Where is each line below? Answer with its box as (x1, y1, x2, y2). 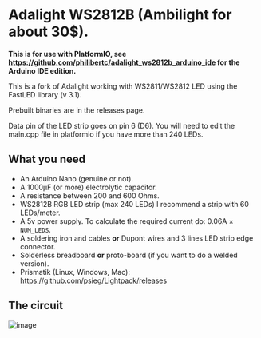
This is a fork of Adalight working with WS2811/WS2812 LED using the (8, 82, 238, 91)
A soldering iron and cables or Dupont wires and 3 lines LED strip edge (19, 233, 254, 243)
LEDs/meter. (19, 208, 61, 217)
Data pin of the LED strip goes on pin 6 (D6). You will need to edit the (8, 121, 235, 130)
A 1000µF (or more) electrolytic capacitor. (19, 182, 157, 192)
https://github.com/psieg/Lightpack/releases (19, 276, 168, 285)
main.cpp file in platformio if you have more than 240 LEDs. (8, 129, 204, 139)
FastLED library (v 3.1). (8, 89, 82, 99)
